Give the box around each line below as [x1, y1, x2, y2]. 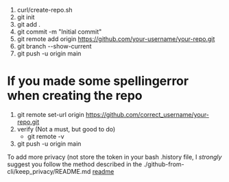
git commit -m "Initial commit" [16, 27, 102, 36]
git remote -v [27, 132, 64, 140]
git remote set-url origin [16, 110, 84, 118]
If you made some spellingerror [7, 73, 189, 89]
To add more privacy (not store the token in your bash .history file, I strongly [7, 153, 222, 161]
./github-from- [143, 160, 184, 168]
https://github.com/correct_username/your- [85, 110, 209, 118]
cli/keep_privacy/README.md [7, 167, 91, 175]
